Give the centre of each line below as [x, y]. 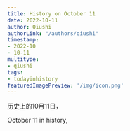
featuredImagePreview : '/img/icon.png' [66, 85]
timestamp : [23, 40]
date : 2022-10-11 [33, 20]
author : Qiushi [30, 27]
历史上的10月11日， [34, 106]
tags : [15, 72]
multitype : [23, 60]
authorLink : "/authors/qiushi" [53, 33]
